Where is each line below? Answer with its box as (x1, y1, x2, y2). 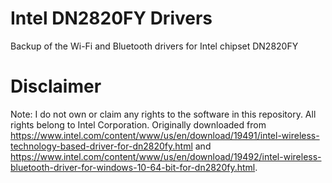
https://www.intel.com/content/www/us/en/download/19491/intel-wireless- (10, 129, 320, 141)
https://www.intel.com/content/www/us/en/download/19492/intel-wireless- (10, 150, 322, 162)
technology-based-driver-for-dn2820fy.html (10, 140, 193, 152)
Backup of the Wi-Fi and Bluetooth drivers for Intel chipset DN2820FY (10, 40, 299, 52)
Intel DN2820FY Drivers (10, 7, 213, 30)
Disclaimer (10, 75, 102, 98)
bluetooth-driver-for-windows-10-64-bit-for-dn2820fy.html (10, 161, 256, 173)
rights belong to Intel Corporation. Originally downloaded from (10, 118, 267, 131)
